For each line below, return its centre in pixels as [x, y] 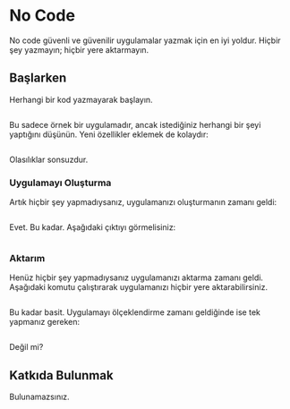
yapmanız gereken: [45, 322]
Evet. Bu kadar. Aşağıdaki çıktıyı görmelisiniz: [93, 227]
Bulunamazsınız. [39, 397]
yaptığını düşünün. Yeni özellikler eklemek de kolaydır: [109, 134]
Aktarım [27, 258]
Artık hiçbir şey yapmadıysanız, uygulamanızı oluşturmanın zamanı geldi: [143, 202]
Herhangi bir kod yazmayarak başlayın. [81, 99]
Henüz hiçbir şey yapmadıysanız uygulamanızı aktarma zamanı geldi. [136, 277]
